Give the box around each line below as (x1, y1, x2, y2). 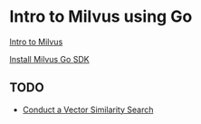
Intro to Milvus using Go (9, 6, 193, 27)
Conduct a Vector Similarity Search (22, 104, 154, 115)
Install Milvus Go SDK (9, 53, 90, 64)
